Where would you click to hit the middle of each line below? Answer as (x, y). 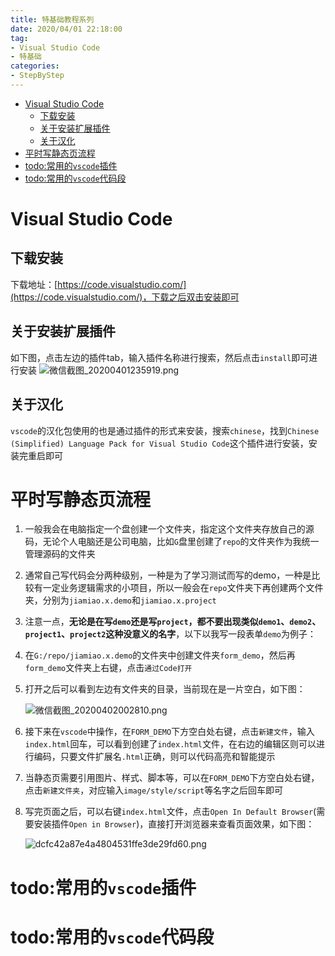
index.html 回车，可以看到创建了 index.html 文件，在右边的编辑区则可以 (170, 744)
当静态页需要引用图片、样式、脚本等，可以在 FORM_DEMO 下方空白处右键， (172, 778)
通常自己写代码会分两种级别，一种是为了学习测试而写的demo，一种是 (168, 575)
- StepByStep (37, 76)
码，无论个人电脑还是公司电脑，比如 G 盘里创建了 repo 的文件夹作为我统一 (172, 542)
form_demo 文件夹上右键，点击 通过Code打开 (108, 668)
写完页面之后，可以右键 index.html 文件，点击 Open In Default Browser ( (170, 812)
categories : (35, 66)
